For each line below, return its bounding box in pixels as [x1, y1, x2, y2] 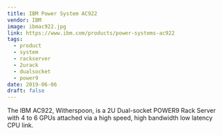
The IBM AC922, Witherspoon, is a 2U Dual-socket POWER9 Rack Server [7, 107, 216, 115]
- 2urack [13, 62, 39, 69]
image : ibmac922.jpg [7, 23, 67, 30]
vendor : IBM [7, 17, 42, 24]
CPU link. [7, 121, 34, 129]
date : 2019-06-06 [7, 81, 57, 88]
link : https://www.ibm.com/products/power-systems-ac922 [7, 29, 175, 37]
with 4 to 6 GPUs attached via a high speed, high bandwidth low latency [7, 114, 213, 122]
